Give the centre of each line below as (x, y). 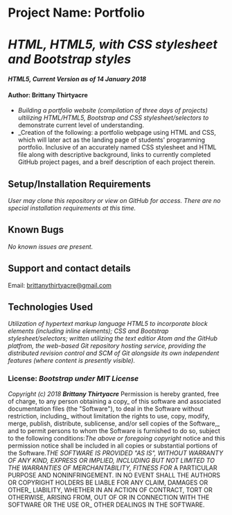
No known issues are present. (51, 246)
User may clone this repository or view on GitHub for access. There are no (114, 200)
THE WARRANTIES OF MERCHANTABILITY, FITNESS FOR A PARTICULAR (113, 468)
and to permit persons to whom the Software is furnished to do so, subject (114, 431)
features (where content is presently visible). (72, 361)
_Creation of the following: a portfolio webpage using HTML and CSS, (117, 133)
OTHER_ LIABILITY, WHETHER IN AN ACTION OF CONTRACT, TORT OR (110, 490)
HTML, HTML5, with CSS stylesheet (113, 45)
